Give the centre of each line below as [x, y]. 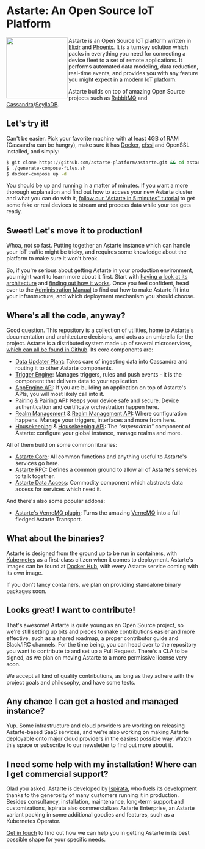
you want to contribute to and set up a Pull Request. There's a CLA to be [97, 651]
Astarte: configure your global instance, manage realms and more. [99, 433]
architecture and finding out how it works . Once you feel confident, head [98, 283]
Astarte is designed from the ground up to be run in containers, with [92, 553]
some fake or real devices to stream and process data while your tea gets [99, 205]
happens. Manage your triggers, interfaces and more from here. [95, 420]
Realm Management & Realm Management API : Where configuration [101, 413]
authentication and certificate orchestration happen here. [87, 407]
